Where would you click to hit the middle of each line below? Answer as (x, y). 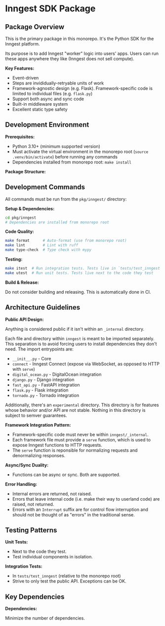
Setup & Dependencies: (30, 208)
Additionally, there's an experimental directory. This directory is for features (82, 405)
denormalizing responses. (39, 455)
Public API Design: (24, 319)
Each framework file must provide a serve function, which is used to (81, 439)
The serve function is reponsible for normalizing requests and (75, 450)
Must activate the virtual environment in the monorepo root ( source (80, 152)
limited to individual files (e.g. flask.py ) (52, 94)
